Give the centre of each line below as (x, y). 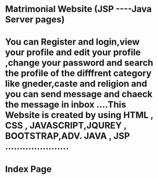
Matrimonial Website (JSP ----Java (79, 9)
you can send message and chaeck (79, 94)
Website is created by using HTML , (79, 115)
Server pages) (35, 19)
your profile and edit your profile (73, 52)
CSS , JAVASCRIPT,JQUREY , (66, 126)
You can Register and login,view (72, 42)
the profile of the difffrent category (78, 74)
